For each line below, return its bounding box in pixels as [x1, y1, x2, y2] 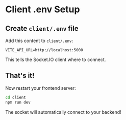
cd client [5, 95, 27, 100]
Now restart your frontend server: [5, 85, 77, 91]
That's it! [5, 71, 35, 80]
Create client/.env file [5, 24, 79, 33]
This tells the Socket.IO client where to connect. [5, 56, 106, 63]
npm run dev [5, 99, 31, 105]
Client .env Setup [5, 4, 80, 15]
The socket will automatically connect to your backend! [5, 109, 121, 115]
